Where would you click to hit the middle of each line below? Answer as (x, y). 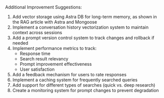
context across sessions (37, 32)
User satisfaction (37, 69)
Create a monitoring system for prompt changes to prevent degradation (85, 90)
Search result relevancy (44, 59)
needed (20, 43)
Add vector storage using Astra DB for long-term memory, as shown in (85, 17)
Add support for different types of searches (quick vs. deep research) (84, 85)
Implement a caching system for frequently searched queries (75, 80)
